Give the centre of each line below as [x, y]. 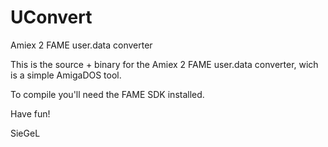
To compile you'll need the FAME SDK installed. [107, 94]
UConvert [51, 17]
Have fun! [30, 113]
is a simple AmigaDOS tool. [66, 75]
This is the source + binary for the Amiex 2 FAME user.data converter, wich [164, 64]
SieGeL [25, 133]
